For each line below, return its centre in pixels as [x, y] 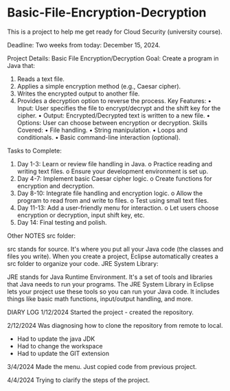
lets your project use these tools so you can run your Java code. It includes [113, 291]
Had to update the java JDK [56, 339]
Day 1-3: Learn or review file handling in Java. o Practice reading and [115, 164]
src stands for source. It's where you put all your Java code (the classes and [115, 249]
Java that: [21, 65]
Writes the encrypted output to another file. [78, 93]
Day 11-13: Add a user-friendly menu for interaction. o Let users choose [118, 208]
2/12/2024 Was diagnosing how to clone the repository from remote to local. [115, 325]
